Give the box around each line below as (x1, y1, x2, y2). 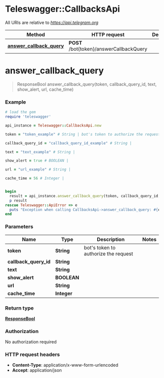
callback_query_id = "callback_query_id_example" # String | (5, 141, 132, 146)
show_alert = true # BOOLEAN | (5, 158, 69, 163)
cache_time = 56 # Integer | (5, 176, 64, 181)
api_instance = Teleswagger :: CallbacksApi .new (5, 123, 102, 128)
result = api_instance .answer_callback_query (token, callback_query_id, (9, 193, 161, 198)
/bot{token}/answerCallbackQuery (68, 45, 147, 52)
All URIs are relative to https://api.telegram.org (5, 20, 99, 25)
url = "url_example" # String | (5, 167, 71, 172)
